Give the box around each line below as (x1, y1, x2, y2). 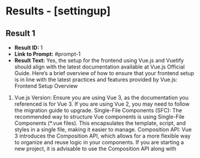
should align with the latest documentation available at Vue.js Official (14, 63, 185, 70)
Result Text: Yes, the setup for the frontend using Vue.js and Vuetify (14, 57, 184, 64)
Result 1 (5, 28, 35, 38)
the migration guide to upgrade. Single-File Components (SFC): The (14, 107, 183, 114)
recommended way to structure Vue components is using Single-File (14, 113, 184, 120)
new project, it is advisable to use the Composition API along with (14, 145, 177, 152)
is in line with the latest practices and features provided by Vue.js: (14, 76, 178, 83)
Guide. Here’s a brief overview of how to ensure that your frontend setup (14, 70, 195, 76)
